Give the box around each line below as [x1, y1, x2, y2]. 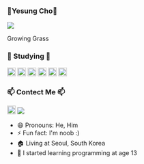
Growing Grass [7, 34, 49, 43]
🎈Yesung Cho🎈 [7, 6, 58, 16]
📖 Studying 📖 [7, 51, 51, 61]
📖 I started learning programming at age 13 [16, 148, 138, 156]
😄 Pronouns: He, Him [16, 121, 78, 129]
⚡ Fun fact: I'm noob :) [16, 128, 80, 137]
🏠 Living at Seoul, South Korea [16, 139, 106, 147]
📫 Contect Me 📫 [7, 87, 66, 96]
